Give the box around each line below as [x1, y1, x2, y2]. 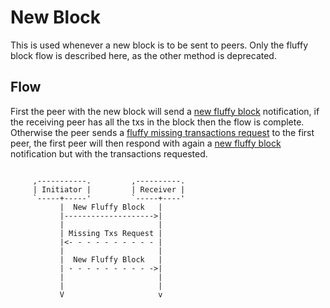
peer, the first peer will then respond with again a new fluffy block [10, 137, 282, 149]
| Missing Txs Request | [59, 228, 163, 238]
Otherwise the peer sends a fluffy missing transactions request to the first [10, 126, 315, 138]
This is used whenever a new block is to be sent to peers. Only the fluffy [10, 39, 309, 51]
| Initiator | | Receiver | [32, 184, 186, 195]
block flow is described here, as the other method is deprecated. [10, 49, 277, 61]
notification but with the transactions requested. [10, 147, 208, 160]
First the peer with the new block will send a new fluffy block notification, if [10, 105, 320, 117]
